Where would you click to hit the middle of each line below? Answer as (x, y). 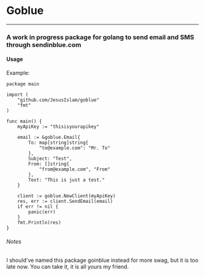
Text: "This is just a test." (67, 180)
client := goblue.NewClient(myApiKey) (67, 196)
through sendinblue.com (44, 44)
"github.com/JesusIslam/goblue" (58, 100)
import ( (17, 95)
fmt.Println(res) (39, 223)
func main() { (24, 122)
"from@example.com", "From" (75, 169)
